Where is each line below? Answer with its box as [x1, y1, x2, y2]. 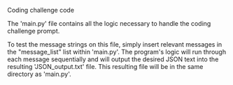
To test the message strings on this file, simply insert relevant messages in [7, 40, 223, 48]
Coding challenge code [7, 6, 75, 14]
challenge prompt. [7, 27, 60, 35]
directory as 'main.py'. [7, 70, 71, 78]
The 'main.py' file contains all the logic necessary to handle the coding [7, 20, 211, 27]
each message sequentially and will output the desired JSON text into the [7, 55, 219, 63]
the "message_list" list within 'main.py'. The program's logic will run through [7, 48, 226, 56]
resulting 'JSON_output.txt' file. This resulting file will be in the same [7, 63, 204, 70]
